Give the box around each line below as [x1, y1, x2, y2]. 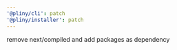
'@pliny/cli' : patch [6, 10, 66, 17]
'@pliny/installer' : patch [6, 16, 84, 23]
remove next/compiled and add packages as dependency [6, 35, 170, 43]
